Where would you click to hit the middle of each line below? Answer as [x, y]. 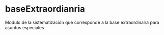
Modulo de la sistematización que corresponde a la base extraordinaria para [82, 22]
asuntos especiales [25, 27]
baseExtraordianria [45, 9]
